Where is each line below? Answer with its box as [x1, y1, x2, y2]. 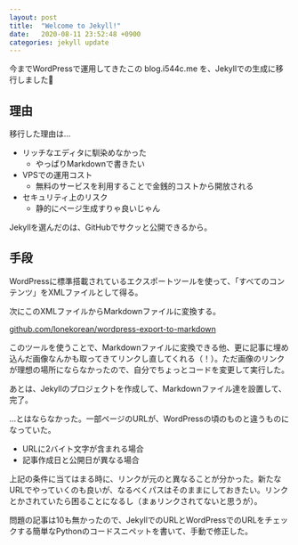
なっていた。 [9, 424, 56, 435]
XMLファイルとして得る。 [47, 287, 143, 297]
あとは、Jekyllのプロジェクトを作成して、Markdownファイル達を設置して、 [9, 383, 287, 394]
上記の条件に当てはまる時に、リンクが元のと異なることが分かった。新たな [9, 473, 282, 484]
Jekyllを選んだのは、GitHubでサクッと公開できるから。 [9, 222, 212, 232]
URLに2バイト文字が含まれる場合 [21, 443, 144, 454]
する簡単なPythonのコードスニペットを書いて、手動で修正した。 [16, 525, 254, 536]
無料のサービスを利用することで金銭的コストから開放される [35, 181, 254, 191]
